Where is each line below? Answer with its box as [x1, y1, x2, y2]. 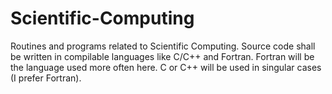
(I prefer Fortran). [10, 72, 82, 84]
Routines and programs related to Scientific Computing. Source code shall [10, 40, 316, 52]
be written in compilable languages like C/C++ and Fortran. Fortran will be [10, 50, 315, 62]
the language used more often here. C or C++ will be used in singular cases [10, 61, 322, 73]
